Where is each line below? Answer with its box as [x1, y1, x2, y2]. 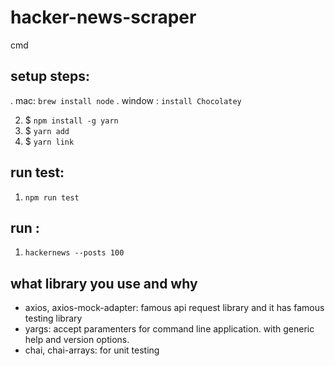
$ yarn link [24, 135, 75, 147]
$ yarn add [24, 124, 70, 136]
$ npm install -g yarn [24, 114, 119, 126]
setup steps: [10, 68, 91, 85]
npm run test [24, 192, 80, 203]
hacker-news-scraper [10, 6, 197, 29]
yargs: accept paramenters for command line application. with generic [24, 323, 315, 335]
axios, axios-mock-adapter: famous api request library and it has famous [24, 302, 325, 314]
